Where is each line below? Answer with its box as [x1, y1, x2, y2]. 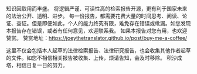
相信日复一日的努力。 [16, 62, 68, 69]
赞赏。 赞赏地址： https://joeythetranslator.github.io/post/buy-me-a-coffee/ [6, 35, 188, 41]
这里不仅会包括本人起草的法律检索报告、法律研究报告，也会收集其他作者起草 [6, 47, 191, 54]
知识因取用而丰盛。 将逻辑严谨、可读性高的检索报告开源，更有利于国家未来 [6, 5, 188, 12]
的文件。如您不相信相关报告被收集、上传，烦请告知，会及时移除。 [6, 55, 165, 61]
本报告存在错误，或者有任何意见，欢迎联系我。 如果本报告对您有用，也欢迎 [6, 27, 188, 34]
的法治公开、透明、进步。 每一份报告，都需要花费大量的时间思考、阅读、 [6, 12, 182, 19]
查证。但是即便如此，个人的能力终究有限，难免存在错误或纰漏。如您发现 [16, 20, 191, 26]
